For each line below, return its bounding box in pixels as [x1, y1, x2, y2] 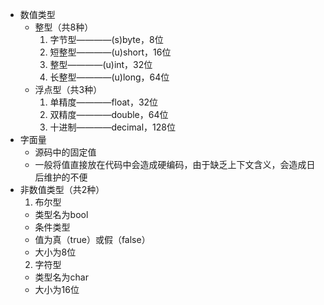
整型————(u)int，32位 [49, 59, 153, 70]
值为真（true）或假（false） [34, 234, 151, 245]
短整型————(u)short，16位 [49, 46, 172, 58]
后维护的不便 [34, 171, 88, 183]
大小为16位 [34, 284, 80, 295]
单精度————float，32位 [49, 96, 159, 108]
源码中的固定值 [34, 146, 97, 158]
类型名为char [34, 271, 90, 283]
